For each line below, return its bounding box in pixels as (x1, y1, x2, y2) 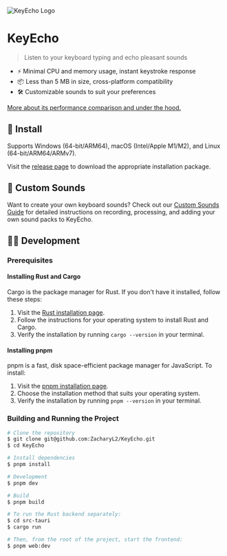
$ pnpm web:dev (7, 542, 51, 549)
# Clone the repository (7, 430, 76, 436)
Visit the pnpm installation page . (17, 382, 109, 390)
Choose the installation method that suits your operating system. (17, 389, 201, 398)
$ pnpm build (7, 498, 45, 505)
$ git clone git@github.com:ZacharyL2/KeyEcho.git (7, 436, 155, 443)
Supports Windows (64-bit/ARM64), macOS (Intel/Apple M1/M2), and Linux (7, 142, 221, 150)
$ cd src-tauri (7, 518, 51, 524)
